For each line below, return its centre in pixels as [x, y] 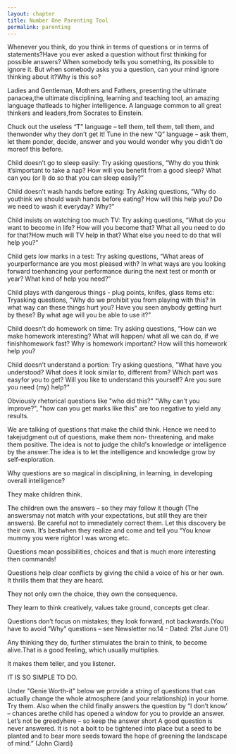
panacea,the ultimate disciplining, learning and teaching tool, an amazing [113, 98]
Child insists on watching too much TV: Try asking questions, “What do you [116, 220]
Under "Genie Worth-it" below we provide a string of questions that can [111, 691]
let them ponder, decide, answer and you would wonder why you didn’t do [115, 142]
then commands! [32, 559]
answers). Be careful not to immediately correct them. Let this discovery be [117, 523]
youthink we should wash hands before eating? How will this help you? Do [115, 199]
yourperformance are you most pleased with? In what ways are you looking [117, 264]
